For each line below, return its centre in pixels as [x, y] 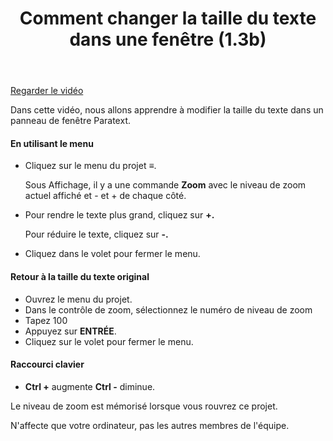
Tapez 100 [46, 320]
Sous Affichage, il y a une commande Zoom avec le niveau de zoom [165, 185]
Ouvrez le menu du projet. [78, 299]
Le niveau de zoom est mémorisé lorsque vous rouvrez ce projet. [144, 406]
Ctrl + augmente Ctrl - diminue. [90, 386]
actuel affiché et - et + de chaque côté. [105, 196]
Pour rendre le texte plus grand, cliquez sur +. [119, 215]
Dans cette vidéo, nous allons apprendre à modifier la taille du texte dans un [167, 110]
